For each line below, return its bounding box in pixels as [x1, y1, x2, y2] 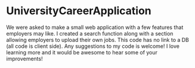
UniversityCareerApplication [6, 4, 152, 18]
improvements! [6, 55, 43, 62]
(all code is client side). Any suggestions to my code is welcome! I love [6, 43, 180, 50]
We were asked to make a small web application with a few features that [6, 24, 184, 31]
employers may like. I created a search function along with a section [6, 30, 174, 37]
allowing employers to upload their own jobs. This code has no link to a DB [6, 36, 190, 43]
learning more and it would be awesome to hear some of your [6, 48, 158, 56]
